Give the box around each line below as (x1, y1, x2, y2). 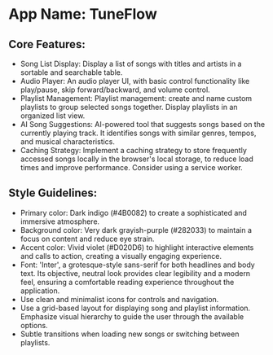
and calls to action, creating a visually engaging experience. (20, 251, 222, 261)
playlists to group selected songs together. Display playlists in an (20, 103, 238, 112)
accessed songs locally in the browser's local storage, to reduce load (20, 154, 254, 164)
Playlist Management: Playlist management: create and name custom (20, 94, 253, 103)
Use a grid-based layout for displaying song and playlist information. (20, 303, 251, 313)
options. (20, 320, 48, 330)
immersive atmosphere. (20, 217, 100, 226)
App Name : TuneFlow (8, 5, 157, 24)
